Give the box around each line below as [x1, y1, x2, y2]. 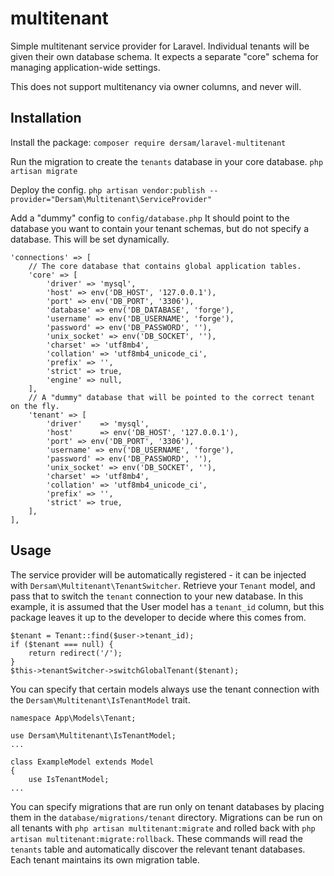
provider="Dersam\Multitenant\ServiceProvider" [10, 194, 213, 204]
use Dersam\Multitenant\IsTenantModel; [10, 730, 177, 741]
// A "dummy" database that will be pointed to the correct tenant [28, 392, 315, 402]
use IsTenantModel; [28, 774, 110, 784]
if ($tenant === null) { [10, 639, 114, 649]
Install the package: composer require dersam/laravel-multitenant [10, 136, 287, 148]
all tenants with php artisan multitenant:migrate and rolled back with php [10, 822, 316, 834]
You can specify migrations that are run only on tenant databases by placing [10, 800, 325, 812]
